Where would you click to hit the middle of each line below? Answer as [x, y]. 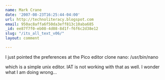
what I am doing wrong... [31, 72]
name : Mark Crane [24, 10]
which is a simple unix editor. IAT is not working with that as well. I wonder [82, 67]
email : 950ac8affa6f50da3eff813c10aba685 [50, 24]
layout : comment [22, 38]
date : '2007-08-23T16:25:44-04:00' [43, 15]
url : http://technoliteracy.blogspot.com [50, 19]
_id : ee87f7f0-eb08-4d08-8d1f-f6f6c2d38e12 [52, 29]
